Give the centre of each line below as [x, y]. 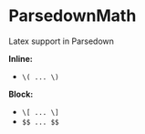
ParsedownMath [72, 16]
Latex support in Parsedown [62, 41]
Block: [21, 94]
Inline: [21, 58]
